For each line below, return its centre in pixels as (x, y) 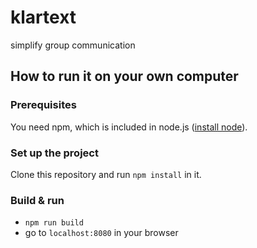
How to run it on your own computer (124, 76)
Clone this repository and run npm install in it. (106, 174)
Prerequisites (43, 105)
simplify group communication (73, 45)
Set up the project (54, 153)
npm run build (54, 223)
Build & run (37, 200)
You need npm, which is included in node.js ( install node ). (129, 127)
